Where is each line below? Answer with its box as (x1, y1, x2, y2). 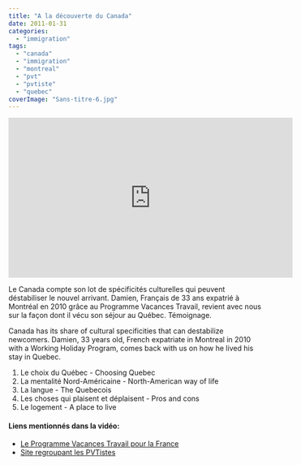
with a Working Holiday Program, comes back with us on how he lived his (8, 343, 254, 354)
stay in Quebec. (8, 352, 62, 362)
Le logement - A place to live (19, 402, 117, 412)
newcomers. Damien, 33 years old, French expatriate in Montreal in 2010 (8, 335, 252, 345)
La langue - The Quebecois (19, 385, 112, 395)
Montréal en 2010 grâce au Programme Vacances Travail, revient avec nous (8, 302, 262, 311)
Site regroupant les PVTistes (19, 448, 116, 458)
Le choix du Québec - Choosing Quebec (19, 367, 156, 378)
